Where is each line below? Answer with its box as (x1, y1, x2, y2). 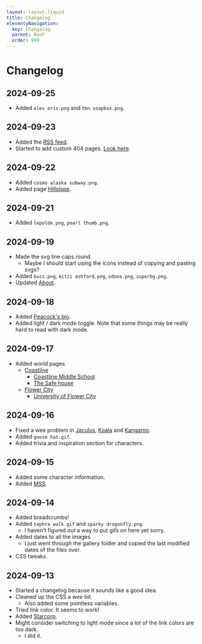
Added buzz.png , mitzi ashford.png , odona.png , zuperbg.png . (15, 273, 168, 280)
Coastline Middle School (33, 372, 95, 380)
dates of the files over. (24, 546, 81, 553)
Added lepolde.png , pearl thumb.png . (15, 219, 110, 226)
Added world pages (15, 360, 65, 367)
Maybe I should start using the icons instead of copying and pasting (24, 259, 196, 267)
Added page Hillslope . (15, 185, 72, 193)
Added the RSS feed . (15, 138, 69, 146)
